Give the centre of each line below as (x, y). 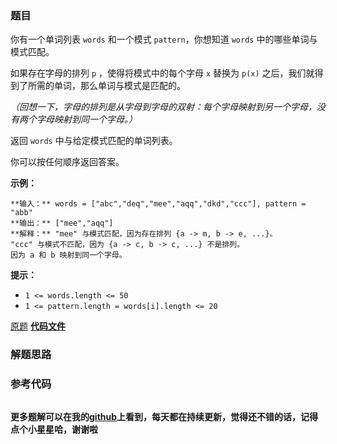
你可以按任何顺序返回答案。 (67, 162)
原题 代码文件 (38, 326)
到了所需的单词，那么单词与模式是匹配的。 (98, 86)
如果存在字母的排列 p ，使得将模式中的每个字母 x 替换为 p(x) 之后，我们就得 (167, 73)
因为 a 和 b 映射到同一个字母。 (68, 255)
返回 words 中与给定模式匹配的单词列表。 (94, 141)
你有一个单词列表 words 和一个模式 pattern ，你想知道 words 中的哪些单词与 (164, 39)
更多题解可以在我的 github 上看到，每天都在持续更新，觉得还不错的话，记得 (164, 416)
